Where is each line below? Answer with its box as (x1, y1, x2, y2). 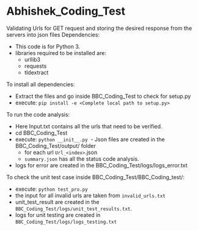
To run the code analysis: (6, 111, 70, 118)
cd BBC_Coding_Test (15, 129, 68, 136)
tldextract (24, 68, 49, 76)
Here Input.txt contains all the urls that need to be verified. (15, 122, 163, 130)
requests (24, 62, 47, 70)
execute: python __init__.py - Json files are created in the (15, 136, 165, 143)
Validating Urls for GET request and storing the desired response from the (6, 24, 193, 32)
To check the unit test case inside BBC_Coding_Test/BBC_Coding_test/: (6, 173, 185, 181)
